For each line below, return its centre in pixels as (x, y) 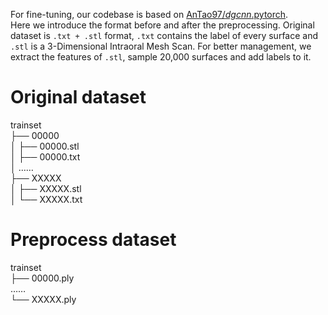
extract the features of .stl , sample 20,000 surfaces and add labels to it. (161, 57)
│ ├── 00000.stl (45, 146)
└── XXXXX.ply (43, 299)
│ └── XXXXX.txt (46, 199)
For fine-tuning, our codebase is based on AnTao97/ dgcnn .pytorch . (149, 14)
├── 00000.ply (42, 278)
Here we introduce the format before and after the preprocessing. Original (162, 25)
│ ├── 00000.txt (45, 156)
